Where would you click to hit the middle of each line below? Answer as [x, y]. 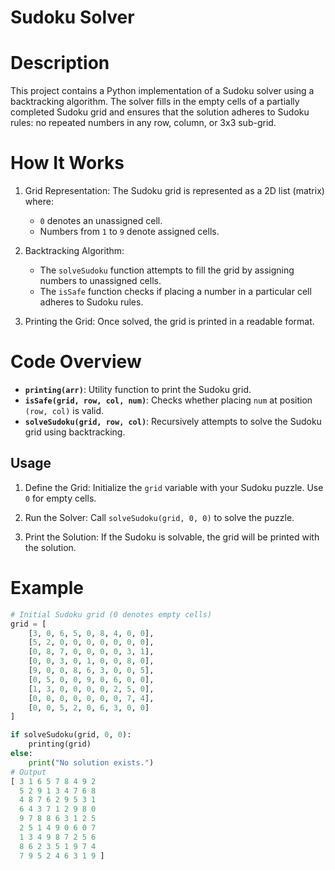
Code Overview [76, 362]
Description [60, 63]
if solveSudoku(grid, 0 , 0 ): [71, 735]
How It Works [67, 163]
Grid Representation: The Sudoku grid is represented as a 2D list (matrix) [174, 191]
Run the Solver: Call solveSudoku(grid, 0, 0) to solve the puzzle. [159, 517]
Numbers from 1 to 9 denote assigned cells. [129, 232]
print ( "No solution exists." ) [91, 762]
